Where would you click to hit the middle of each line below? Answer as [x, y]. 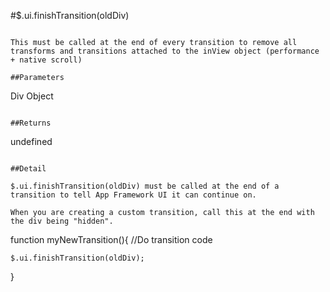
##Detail [28, 169]
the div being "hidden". [62, 221]
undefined [31, 141]
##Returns [31, 123]
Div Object [32, 96]
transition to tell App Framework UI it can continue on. [133, 195]
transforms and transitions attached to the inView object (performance [165, 51]
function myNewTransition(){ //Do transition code [111, 239]
